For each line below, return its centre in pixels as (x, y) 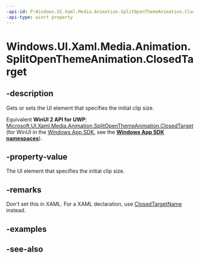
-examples (26, 229)
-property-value (37, 157)
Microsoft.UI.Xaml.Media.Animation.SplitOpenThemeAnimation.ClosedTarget (100, 126)
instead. (16, 211)
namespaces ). (24, 138)
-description (30, 93)
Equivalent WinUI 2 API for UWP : (47, 119)
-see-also (25, 249)
